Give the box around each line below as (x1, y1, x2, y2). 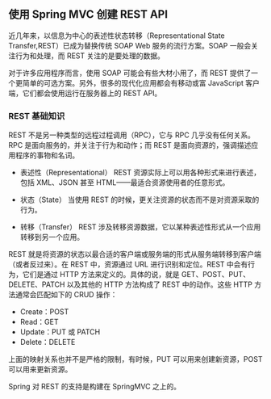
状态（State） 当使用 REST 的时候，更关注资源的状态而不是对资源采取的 (19, 195, 260, 204)
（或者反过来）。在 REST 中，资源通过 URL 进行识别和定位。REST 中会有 (8, 259, 248, 269)
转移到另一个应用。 (19, 233, 85, 242)
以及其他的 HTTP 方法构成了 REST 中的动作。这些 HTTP (66, 279, 252, 289)
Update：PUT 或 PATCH (19, 327, 101, 337)
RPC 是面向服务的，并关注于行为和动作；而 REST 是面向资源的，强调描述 (8, 141, 252, 150)
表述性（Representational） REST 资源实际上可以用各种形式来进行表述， (19, 168, 261, 178)
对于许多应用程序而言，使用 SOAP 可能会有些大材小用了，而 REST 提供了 (8, 68, 252, 78)
